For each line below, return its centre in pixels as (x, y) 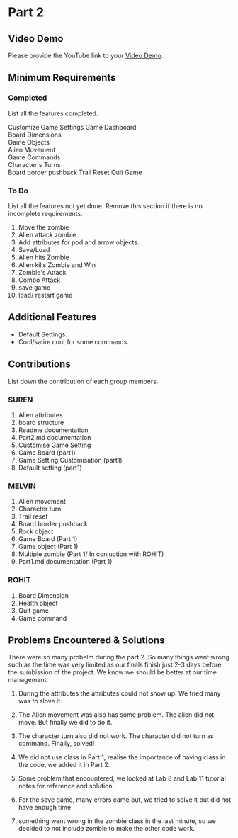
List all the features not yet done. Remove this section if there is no (105, 205)
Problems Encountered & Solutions (86, 640)
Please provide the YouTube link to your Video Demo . (86, 55)
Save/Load (34, 249)
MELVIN (22, 486)
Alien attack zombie (47, 234)
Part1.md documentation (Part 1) (65, 562)
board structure (41, 422)
